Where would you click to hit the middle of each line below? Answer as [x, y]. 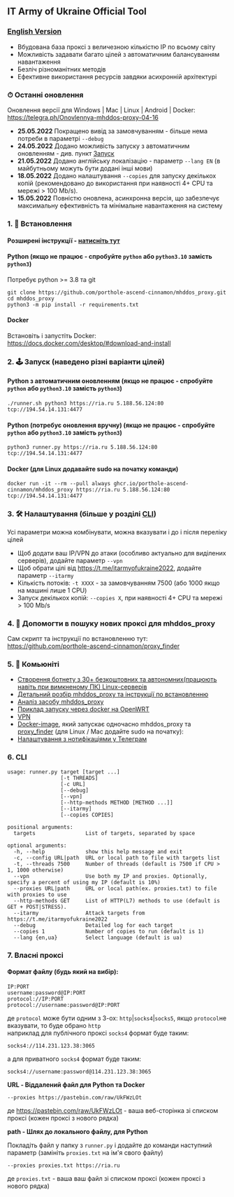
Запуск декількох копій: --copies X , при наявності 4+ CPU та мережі [120, 597]
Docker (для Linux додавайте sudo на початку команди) [93, 468]
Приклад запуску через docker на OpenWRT [83, 709]
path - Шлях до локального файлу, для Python [78, 1131]
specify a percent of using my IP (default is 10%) [84, 882]
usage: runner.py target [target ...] [64, 772]
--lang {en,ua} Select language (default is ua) [98, 938]
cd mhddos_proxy [31, 298]
